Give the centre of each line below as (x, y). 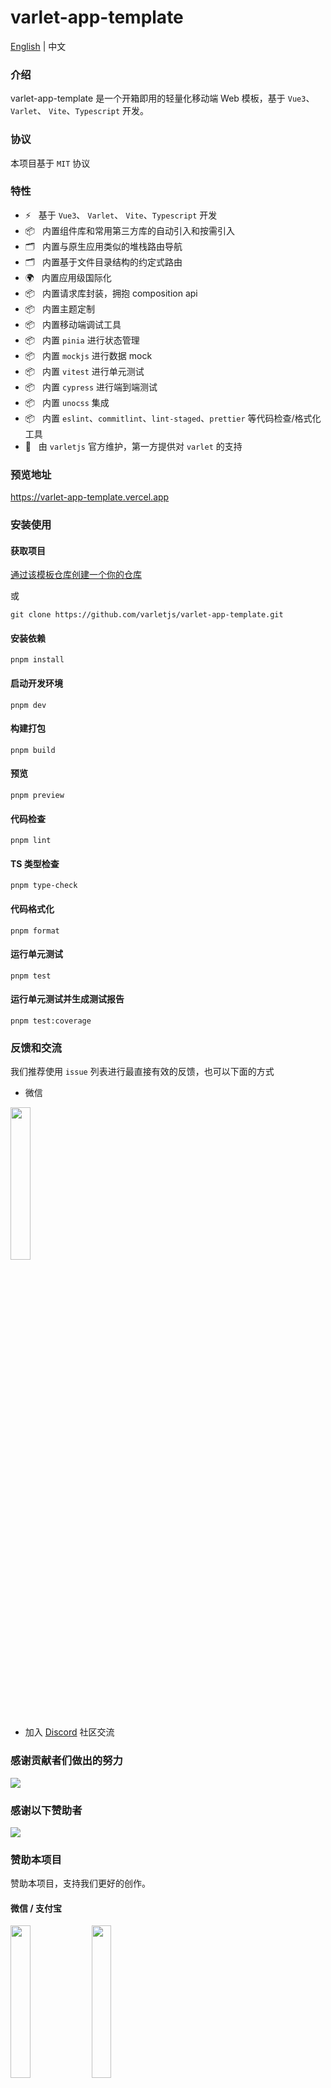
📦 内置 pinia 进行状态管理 (82, 340)
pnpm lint (31, 841)
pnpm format (35, 931)
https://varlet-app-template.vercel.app (90, 497)
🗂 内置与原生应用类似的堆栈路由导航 (103, 246)
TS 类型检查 (35, 863)
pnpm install (37, 660)
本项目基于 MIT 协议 (50, 163)
